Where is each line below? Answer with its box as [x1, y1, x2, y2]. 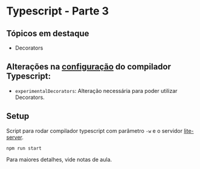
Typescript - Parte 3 [6, 4, 109, 18]
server [6, 133, 22, 141]
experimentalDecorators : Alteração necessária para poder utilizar [15, 87, 178, 94]
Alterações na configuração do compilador [6, 62, 171, 72]
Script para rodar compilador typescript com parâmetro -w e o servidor [6, 127, 183, 134]
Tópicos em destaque [6, 28, 89, 39]
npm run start [6, 145, 42, 151]
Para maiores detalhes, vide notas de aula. [6, 156, 112, 163]
